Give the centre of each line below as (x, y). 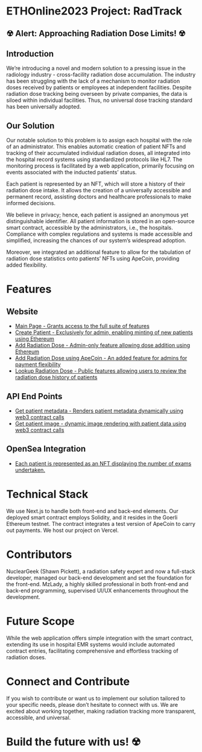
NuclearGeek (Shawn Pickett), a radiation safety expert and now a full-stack (101, 571)
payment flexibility (38, 365)
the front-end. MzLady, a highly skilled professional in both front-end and (97, 584)
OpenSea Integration (46, 449)
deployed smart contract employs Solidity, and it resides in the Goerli (92, 517)
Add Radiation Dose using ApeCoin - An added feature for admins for (101, 358)
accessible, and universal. (39, 717)
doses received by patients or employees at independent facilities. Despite (99, 87)
